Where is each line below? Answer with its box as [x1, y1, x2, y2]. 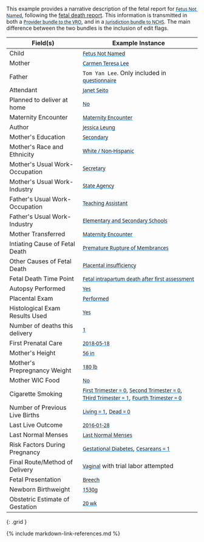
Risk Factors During [9, 441, 66, 449]
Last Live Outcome [9, 421, 63, 429]
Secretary [83, 164, 106, 172]
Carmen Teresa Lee [83, 59, 129, 67]
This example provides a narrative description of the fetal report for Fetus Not [6, 5, 197, 12]
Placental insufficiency [83, 261, 137, 269]
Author [9, 123, 29, 131]
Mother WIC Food [9, 376, 60, 384]
